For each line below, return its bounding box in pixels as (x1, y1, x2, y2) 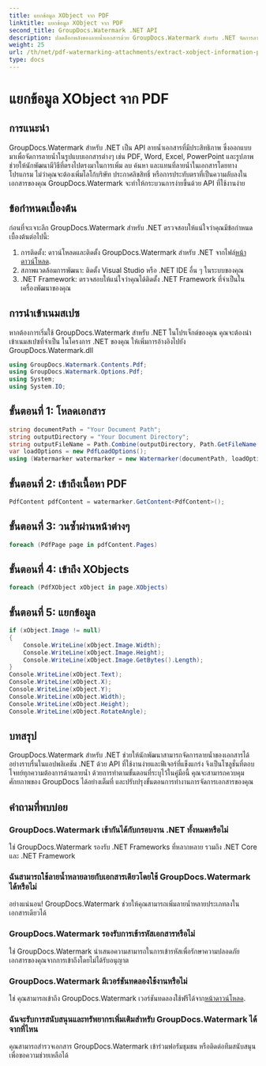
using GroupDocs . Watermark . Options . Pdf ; (9, 368, 144, 376)
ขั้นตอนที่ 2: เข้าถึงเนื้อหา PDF (9, 476, 127, 491)
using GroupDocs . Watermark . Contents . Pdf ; (9, 361, 148, 369)
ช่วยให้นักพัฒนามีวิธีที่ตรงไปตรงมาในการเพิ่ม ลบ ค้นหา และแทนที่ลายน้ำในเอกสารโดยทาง (9, 160, 238, 170)
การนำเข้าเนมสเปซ (9, 306, 80, 321)
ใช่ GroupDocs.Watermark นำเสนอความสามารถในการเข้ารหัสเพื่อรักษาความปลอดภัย (9, 947, 240, 956)
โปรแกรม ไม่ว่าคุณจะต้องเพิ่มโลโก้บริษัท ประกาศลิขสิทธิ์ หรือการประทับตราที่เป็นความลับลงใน (9, 169, 248, 179)
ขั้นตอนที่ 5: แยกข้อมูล (9, 605, 96, 619)
